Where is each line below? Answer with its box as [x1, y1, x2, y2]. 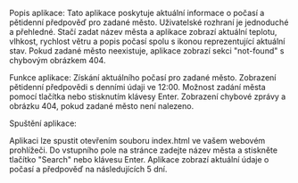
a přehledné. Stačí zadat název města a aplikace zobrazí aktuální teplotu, [9, 27, 277, 37]
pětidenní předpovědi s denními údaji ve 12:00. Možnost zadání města [9, 82, 266, 92]
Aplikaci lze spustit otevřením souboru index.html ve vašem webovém [9, 136, 266, 146]
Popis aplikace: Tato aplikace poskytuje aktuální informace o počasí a [9, 8, 265, 18]
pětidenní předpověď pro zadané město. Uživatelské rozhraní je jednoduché [9, 17, 289, 28]
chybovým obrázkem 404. [9, 55, 106, 65]
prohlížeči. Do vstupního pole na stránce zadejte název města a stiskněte [9, 145, 278, 155]
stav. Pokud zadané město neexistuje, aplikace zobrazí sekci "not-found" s [9, 46, 285, 56]
